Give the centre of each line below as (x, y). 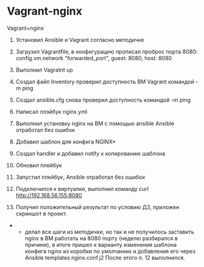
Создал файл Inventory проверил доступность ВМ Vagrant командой (105, 81)
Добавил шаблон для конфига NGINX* (66, 142)
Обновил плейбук (39, 165)
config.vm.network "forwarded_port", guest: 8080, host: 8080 (94, 58)
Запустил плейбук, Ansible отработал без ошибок (80, 177)
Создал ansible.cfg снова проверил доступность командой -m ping (103, 100)
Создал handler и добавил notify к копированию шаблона (90, 153)
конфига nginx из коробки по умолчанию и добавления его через (110, 251)
